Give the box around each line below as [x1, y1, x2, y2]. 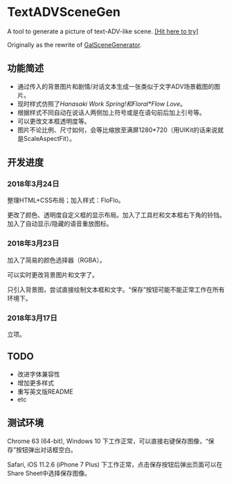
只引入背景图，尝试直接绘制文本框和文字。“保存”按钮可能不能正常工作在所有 [7, 285, 225, 294]
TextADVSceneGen [7, 4, 121, 20]
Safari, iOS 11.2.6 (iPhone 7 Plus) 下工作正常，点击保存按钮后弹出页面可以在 [7, 460, 223, 469]
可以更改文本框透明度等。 [17, 117, 91, 125]
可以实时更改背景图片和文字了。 [7, 270, 98, 278]
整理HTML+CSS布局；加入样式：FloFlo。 [7, 196, 125, 205]
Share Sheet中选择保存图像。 [7, 469, 91, 477]
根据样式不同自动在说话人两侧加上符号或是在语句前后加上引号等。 [17, 108, 206, 117]
